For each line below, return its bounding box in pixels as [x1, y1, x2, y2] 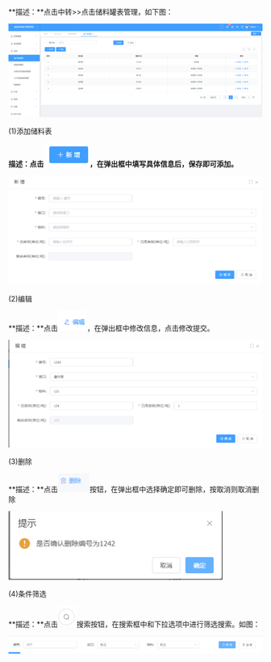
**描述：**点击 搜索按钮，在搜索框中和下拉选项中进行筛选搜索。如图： [8, 619, 261, 629]
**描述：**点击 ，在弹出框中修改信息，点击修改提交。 [8, 323, 215, 333]
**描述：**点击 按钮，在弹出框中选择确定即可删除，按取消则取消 [8, 484, 252, 495]
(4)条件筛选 [8, 589, 47, 599]
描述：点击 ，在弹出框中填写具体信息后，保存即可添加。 [8, 159, 238, 169]
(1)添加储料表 [8, 126, 52, 136]
